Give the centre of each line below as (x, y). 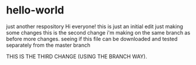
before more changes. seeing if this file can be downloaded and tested (92, 39)
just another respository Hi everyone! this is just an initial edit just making (95, 26)
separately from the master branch (48, 45)
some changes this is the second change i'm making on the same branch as (98, 32)
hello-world (35, 10)
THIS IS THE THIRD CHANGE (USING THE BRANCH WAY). (77, 56)
